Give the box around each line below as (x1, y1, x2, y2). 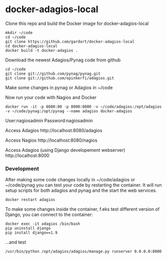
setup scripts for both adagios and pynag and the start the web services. (5, 187, 157, 193)
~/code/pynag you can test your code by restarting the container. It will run (5, 182, 162, 188)
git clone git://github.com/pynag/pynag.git (5, 71, 101, 76)
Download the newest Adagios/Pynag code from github (5, 57, 121, 63)
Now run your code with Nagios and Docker (5, 94, 97, 100)
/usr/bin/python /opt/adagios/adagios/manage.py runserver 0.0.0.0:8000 (5, 249, 162, 254)
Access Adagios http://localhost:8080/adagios (5, 127, 103, 133)
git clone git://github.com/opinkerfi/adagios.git (5, 75, 114, 81)
